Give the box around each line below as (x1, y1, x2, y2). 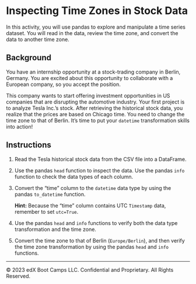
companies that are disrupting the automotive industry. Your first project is (6, 98, 185, 105)
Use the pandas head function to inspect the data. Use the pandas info (14, 167, 185, 174)
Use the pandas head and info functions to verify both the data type (14, 219, 178, 226)
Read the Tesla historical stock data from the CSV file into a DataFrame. (14, 155, 187, 162)
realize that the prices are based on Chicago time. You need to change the (6, 110, 185, 117)
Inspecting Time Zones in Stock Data (6, 4, 188, 18)
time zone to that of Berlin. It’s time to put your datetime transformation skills (6, 117, 190, 124)
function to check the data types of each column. (14, 173, 134, 180)
